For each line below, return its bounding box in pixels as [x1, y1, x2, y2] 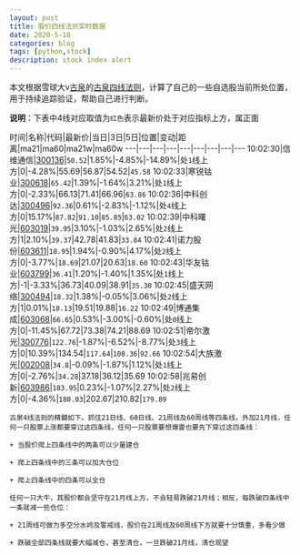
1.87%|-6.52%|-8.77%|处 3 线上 [81, 337, 197, 347]
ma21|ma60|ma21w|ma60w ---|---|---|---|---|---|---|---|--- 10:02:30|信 [19, 143, 291, 154]
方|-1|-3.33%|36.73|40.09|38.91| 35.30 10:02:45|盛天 [9, 279, 206, 290]
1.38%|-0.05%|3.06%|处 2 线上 [75, 291, 188, 301]
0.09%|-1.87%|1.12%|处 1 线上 [75, 359, 184, 369]
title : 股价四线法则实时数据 [9, 22, 106, 31]
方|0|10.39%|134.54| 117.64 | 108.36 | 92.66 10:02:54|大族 [9, 348, 215, 358]
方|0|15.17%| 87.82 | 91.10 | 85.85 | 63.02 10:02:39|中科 [9, 211, 198, 222]
